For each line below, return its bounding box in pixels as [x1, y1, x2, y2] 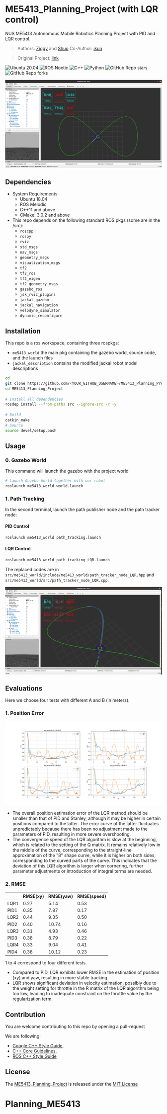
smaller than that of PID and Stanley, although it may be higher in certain [12, 815, 161, 821]
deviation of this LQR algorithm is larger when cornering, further [12, 862, 144, 868]
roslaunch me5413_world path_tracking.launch [5, 535, 101, 540]
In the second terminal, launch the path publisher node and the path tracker [5, 507, 160, 513]
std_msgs [19, 245, 38, 250]
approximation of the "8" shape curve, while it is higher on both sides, [12, 852, 156, 858]
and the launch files [12, 355, 53, 361]
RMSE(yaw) [48, 893, 73, 899]
